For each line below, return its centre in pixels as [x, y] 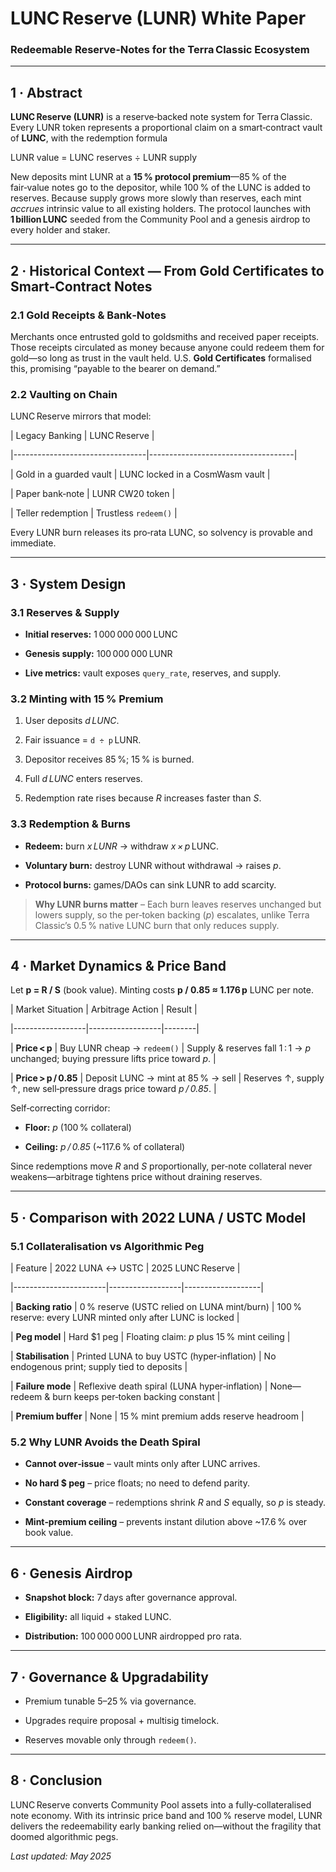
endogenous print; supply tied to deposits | [99, 1367]
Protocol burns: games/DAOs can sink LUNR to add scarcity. [150, 884]
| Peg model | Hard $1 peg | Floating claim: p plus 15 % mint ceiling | [150, 1337]
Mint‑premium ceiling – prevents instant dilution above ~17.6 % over [166, 1522]
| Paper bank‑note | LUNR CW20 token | [93, 494]
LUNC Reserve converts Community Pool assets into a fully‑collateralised [161, 1804]
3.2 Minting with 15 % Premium [87, 699]
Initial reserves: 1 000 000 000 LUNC [101, 634]
